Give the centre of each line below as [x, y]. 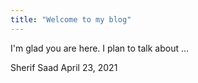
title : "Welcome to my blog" [71, 19]
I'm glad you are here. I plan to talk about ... [100, 48]
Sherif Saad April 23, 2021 [64, 67]
